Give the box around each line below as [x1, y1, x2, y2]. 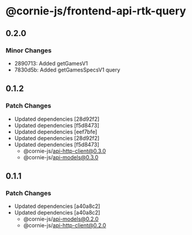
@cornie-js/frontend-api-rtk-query [5, 4, 186, 18]
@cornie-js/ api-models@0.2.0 [23, 215, 99, 223]
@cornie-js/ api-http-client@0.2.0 [23, 222, 107, 229]
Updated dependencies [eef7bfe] [14, 128, 98, 135]
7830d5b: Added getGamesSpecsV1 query [14, 66, 121, 73]
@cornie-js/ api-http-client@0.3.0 [23, 147, 107, 154]
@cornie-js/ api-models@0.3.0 [23, 153, 99, 160]
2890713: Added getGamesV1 [14, 60, 88, 67]
